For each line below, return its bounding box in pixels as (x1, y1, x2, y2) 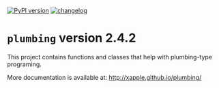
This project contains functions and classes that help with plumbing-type (7, 53, 213, 61)
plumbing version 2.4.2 (7, 31, 136, 46)
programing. (7, 60, 42, 68)
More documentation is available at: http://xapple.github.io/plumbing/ (7, 73, 202, 81)
